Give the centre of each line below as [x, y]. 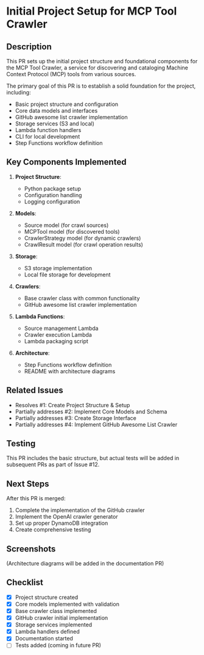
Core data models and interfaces [56, 110]
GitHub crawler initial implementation [62, 618]
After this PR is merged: [36, 499]
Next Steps [28, 484]
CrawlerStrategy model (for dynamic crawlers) [83, 238]
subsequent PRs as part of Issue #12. [53, 464]
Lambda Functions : [40, 316]
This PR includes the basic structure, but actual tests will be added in [93, 458]
